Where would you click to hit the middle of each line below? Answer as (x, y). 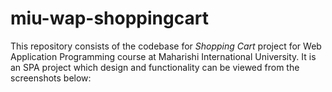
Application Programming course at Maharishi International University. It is (163, 56)
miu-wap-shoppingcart (109, 18)
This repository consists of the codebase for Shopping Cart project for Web (166, 46)
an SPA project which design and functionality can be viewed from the (155, 67)
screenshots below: (51, 78)
